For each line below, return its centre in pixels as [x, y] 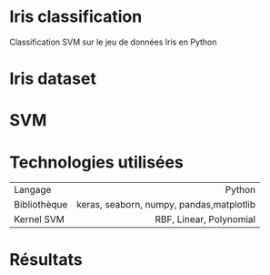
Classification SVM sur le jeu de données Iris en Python [113, 42]
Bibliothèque [41, 205]
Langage [33, 190]
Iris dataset [53, 79]
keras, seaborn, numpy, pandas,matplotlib [166, 205]
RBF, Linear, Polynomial [205, 219]
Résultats [46, 260]
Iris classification [76, 17]
